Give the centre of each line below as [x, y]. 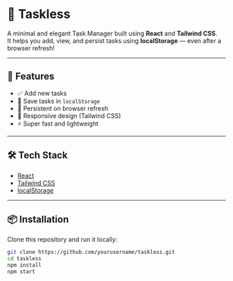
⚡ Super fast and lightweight [58, 124]
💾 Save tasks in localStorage [59, 101]
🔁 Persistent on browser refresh [63, 108]
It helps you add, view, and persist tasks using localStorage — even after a [114, 40]
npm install [24, 265]
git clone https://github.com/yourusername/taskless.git [91, 253]
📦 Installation [38, 219]
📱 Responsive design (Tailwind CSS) [69, 116]
